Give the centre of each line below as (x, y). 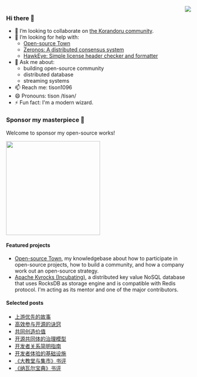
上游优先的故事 (33, 317)
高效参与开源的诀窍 (38, 324)
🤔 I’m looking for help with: (47, 37)
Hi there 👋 (21, 18)
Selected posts (25, 303)
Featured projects (28, 245)
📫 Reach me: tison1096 (43, 87)
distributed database (48, 75)
